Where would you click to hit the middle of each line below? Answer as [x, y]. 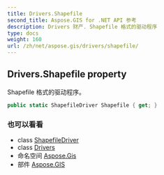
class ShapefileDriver [48, 139]
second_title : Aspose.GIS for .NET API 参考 [72, 20]
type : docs [23, 33]
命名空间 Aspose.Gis [47, 155]
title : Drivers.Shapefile [45, 14]
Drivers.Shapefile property [67, 74]
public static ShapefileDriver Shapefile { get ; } [82, 105]
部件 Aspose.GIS [41, 164]
